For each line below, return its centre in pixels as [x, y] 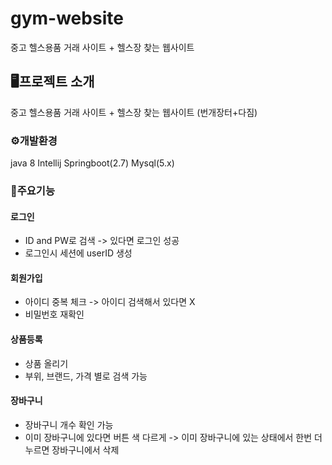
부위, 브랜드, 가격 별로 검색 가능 [86, 376]
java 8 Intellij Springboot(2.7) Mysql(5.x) [92, 163]
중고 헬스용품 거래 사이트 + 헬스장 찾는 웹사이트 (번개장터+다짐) [134, 112]
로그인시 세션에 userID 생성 [78, 253]
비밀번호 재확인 [54, 314]
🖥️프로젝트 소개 [52, 82]
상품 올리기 [46, 363]
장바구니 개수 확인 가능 [69, 424]
